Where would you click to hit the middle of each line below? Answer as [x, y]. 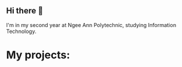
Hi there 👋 [25, 11]
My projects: [38, 55]
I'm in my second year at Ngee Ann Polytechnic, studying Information [91, 25]
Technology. [21, 31]
